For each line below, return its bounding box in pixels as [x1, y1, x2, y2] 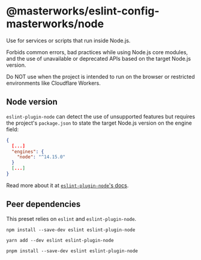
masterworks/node [6, 17, 104, 31]
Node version [6, 97, 58, 107]
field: [6, 125, 19, 133]
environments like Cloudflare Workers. [6, 79, 101, 87]
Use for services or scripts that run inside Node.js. [6, 37, 131, 44]
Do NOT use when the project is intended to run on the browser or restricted [6, 73, 195, 80]
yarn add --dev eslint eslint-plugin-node [6, 237, 114, 243]
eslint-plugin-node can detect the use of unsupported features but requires [6, 113, 196, 120]
